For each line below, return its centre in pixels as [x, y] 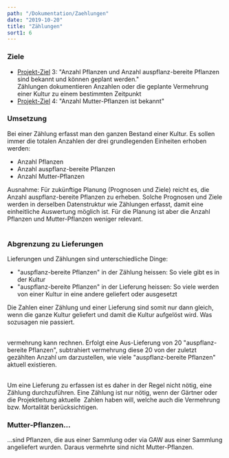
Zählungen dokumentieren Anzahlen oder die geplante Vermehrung [112, 86]
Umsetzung [27, 119]
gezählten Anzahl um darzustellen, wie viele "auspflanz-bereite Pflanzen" [111, 358]
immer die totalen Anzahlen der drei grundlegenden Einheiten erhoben [107, 141]
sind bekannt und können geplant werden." [78, 79]
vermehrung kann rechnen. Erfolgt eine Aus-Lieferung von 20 [95, 343]
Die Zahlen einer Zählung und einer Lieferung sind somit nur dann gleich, [110, 307]
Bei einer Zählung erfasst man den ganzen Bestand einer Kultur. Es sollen [111, 133]
